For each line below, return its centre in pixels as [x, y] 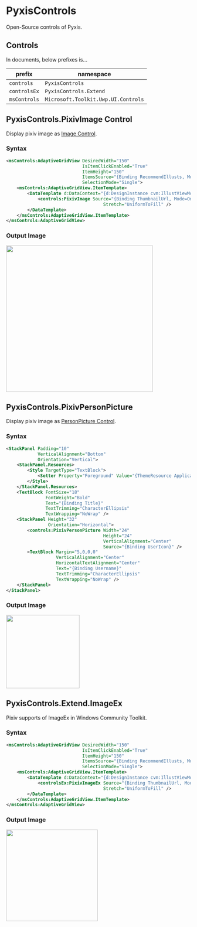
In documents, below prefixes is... [47, 59]
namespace [94, 74]
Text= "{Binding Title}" [74, 503]
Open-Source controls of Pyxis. [44, 27]
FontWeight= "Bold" [68, 497]
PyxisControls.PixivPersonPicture [69, 408]
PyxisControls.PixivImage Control [69, 119]
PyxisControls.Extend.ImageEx [64, 703]
